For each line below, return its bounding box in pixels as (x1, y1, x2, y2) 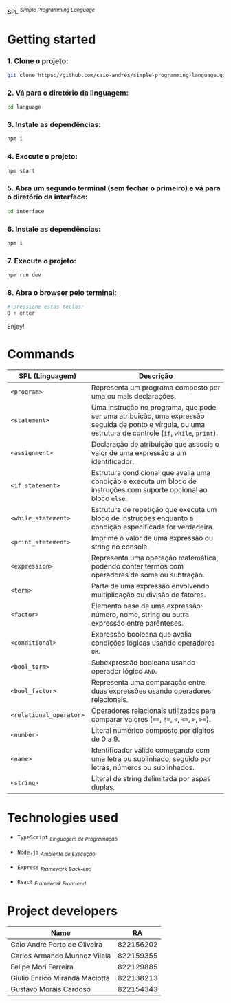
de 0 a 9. (91, 734, 120, 744)
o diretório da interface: (7, 192, 88, 202)
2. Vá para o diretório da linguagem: (7, 88, 129, 98)
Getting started (7, 32, 96, 47)
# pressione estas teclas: (7, 303, 85, 311)
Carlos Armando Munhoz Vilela (10, 951, 111, 960)
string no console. (91, 542, 150, 551)
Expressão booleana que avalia (91, 630, 192, 639)
